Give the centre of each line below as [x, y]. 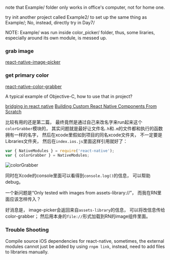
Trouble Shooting [27, 230]
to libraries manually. [27, 252]
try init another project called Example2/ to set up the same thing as [76, 17]
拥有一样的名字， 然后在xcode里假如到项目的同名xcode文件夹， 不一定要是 [84, 135]
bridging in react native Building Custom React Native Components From [81, 106]
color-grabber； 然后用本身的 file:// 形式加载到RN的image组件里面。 [78, 216]
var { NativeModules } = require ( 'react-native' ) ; [60, 151]
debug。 [14, 182]
